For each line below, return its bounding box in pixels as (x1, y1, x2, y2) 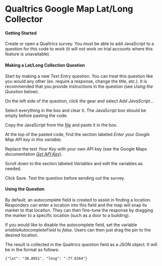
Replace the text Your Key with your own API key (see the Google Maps (5, 146, 147, 151)
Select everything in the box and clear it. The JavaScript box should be (5, 107, 147, 113)
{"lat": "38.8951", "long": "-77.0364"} (5, 256, 88, 261)
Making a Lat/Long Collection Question (5, 62, 86, 68)
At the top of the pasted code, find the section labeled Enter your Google (5, 131, 150, 137)
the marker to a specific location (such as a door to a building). (5, 212, 130, 218)
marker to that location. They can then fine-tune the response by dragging (5, 207, 153, 213)
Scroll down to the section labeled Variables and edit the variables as (5, 160, 143, 166)
